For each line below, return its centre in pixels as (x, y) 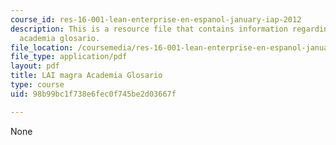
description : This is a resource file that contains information (149, 29)
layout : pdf (35, 66)
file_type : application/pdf (69, 57)
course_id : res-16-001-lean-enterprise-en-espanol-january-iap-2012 (156, 19)
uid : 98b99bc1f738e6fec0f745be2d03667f (93, 94)
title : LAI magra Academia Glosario (86, 76)
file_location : (42, 47)
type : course (37, 85)
